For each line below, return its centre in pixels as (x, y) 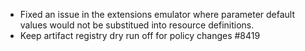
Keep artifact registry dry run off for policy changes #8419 (140, 35)
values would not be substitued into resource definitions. (137, 25)
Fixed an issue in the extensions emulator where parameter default (157, 14)
